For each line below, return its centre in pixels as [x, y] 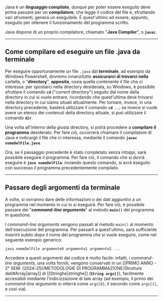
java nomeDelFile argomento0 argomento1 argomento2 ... [63, 249]
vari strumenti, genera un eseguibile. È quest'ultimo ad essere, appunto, [77, 17]
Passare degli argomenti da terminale [63, 188]
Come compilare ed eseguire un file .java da [73, 52]
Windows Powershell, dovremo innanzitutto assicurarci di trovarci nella [77, 76]
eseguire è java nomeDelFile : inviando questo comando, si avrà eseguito [78, 162]
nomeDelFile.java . [23, 143]
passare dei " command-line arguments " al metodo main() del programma [80, 209]
